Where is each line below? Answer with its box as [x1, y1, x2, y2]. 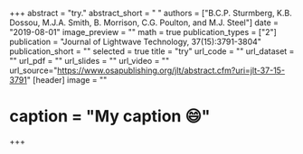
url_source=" [9, 65, 58, 76]
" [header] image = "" [26, 75, 108, 85]
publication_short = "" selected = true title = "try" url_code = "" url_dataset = [9, 46, 295, 57]
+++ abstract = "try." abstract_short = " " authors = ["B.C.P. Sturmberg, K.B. [9, 8, 292, 18]
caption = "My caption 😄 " [9, 106, 211, 127]
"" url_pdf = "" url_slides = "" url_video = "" [9, 56, 170, 66]
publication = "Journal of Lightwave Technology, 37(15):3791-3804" [9, 36, 262, 47]
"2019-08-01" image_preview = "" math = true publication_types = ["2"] [9, 27, 278, 37]
